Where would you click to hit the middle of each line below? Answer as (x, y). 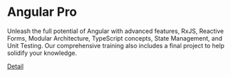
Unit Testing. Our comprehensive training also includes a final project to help (116, 45)
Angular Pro (42, 12)
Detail (16, 66)
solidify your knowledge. (42, 53)
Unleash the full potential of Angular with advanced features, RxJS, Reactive (115, 31)
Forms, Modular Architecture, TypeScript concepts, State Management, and (115, 38)
